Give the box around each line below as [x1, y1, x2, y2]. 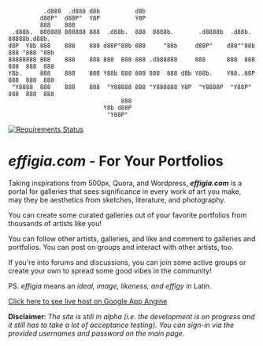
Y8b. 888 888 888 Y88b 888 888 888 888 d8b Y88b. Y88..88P [8, 69, 256, 77]
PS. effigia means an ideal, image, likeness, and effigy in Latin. [8, 281, 212, 291]
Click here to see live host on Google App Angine [8, 296, 168, 306]
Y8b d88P [103, 104, 132, 112]
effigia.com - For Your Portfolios [8, 152, 224, 170]
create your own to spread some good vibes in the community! [8, 266, 212, 275]
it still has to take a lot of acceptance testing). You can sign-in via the [8, 320, 235, 329]
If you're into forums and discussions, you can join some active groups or [8, 257, 246, 267]
